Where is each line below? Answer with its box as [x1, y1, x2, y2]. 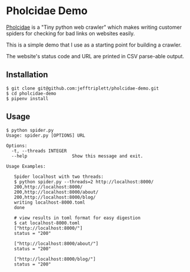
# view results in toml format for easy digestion [14, 215, 141, 221]
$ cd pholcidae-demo [6, 90, 57, 97]
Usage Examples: [6, 163, 46, 169]
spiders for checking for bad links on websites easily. [6, 29, 135, 37]
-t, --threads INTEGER [11, 148, 67, 154]
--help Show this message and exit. [11, 153, 144, 159]
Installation [6, 69, 48, 80]
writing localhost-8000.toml [14, 199, 85, 205]
